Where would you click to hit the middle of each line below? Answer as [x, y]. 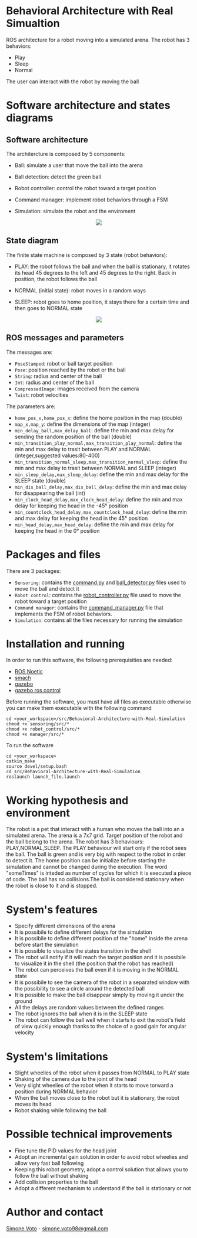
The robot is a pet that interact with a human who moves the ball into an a [95, 829]
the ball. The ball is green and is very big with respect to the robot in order [96, 854]
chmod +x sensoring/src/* [38, 724]
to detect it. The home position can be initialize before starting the [86, 861]
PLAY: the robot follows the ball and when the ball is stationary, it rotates [102, 266]
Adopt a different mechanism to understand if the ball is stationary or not [103, 1188]
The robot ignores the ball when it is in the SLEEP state [81, 1014]
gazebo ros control [37, 690]
